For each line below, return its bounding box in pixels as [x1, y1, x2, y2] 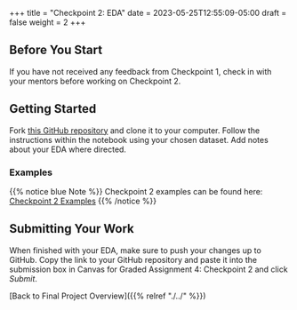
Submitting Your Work [9, 221, 135, 236]
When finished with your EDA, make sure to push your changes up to [9, 244, 262, 256]
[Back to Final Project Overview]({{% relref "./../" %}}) [9, 290, 206, 301]
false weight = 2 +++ [9, 17, 86, 28]
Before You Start [9, 43, 103, 58]
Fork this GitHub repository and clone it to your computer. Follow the [9, 124, 261, 136]
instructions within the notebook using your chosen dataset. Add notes [9, 134, 269, 145]
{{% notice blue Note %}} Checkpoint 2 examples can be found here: [9, 186, 263, 196]
